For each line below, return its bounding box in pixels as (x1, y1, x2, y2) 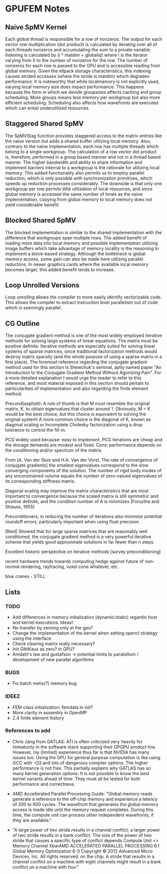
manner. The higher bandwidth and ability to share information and (5, 159, 143, 165)
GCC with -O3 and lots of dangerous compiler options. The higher (12, 760, 148, 766)
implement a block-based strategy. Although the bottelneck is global (5, 251, 146, 257)
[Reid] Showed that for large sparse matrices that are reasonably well (5, 529, 148, 535)
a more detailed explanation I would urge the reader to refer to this (5, 375, 142, 381)
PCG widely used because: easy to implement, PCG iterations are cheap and (5, 437, 163, 443)
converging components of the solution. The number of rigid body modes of (5, 468, 162, 474)
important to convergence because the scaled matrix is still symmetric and (5, 493, 159, 499)
